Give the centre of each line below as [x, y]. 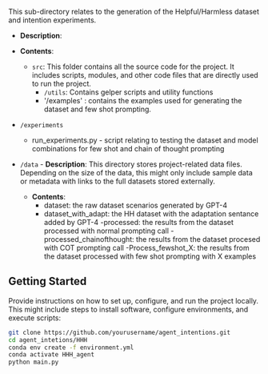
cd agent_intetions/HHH [48, 340]
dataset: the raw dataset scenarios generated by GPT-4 [136, 205]
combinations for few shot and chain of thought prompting [128, 149]
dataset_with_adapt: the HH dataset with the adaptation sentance [151, 214]
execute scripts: [35, 318]
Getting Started [48, 282]
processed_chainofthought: [89, 239]
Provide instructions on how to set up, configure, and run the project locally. [133, 300]
